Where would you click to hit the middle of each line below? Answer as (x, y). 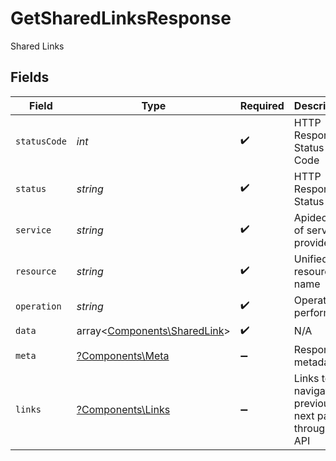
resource (36, 271)
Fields (30, 77)
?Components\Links (123, 409)
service (33, 230)
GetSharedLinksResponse (121, 18)
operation (38, 306)
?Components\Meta (123, 355)
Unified (310, 259)
